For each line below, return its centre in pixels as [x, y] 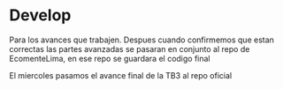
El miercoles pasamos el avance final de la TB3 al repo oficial [121, 75]
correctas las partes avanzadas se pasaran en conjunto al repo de [130, 48]
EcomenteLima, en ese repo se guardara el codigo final [110, 58]
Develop [40, 15]
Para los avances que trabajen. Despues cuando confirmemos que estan [141, 40]
